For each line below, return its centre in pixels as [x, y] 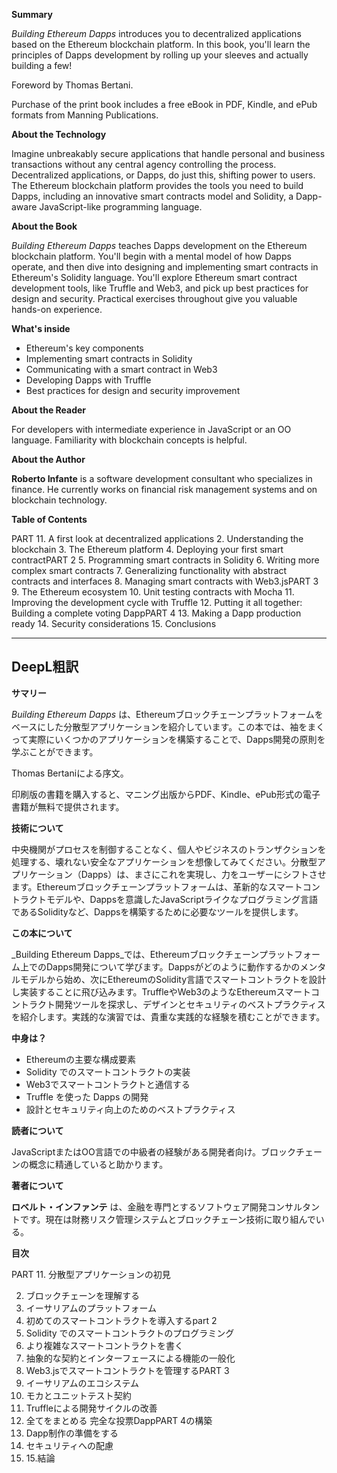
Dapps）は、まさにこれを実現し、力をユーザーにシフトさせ [203, 874]
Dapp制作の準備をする [72, 1433]
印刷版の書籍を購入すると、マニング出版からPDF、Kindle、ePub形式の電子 [166, 794]
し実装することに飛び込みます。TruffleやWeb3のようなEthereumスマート [161, 991]
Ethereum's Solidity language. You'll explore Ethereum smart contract [154, 277]
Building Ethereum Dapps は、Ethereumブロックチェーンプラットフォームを [167, 714]
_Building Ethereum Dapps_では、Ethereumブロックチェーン [135, 954]
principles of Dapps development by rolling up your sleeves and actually [160, 55]
